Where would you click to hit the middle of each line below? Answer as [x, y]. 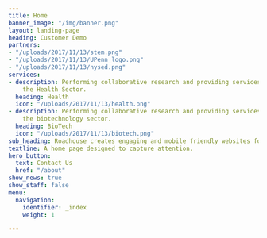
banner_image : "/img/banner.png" [64, 23]
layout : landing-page [44, 30]
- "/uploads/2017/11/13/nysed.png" [67, 67]
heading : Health [42, 97]
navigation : [35, 200]
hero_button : [30, 155]
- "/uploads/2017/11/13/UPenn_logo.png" [76, 60]
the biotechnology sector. [67, 119]
